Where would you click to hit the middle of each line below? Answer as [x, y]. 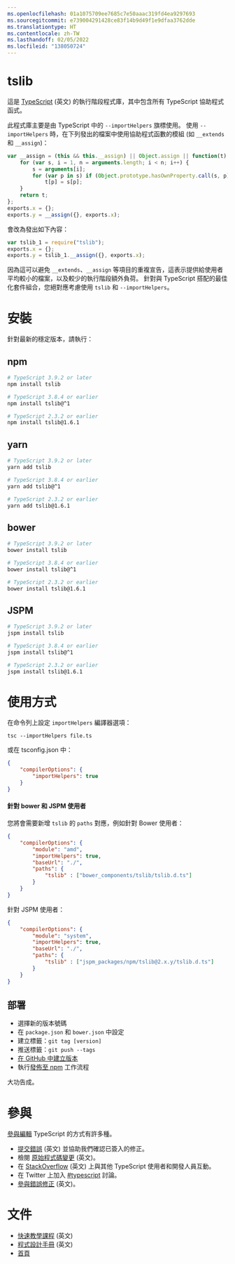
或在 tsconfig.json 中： [40, 750]
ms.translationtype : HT [42, 27]
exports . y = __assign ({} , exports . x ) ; [64, 215]
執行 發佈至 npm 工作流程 [53, 1067]
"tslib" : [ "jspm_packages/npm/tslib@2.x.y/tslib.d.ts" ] [129, 962]
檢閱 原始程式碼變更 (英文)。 [58, 1158]
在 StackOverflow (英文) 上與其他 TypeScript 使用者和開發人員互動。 [116, 1166]
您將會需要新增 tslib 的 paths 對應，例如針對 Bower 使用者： [95, 823]
